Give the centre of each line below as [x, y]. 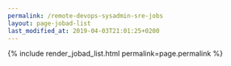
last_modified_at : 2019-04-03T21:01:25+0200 [84, 31]
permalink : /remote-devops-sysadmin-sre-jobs [85, 16]
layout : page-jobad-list [49, 23]
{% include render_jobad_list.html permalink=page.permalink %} [115, 54]
